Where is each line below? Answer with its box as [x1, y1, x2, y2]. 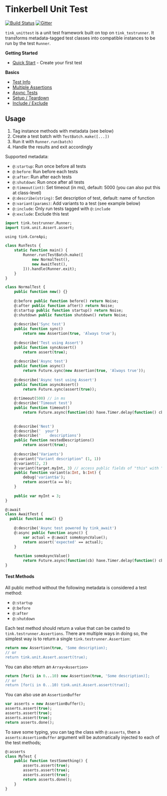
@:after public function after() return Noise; [14, 303, 114, 308]
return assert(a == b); [23, 480, 72, 485]
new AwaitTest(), [31, 262, 68, 266]
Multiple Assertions [12, 84, 52, 90]
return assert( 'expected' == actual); [23, 539, 103, 544]
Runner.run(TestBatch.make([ [23, 253, 83, 258]
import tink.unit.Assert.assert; [5, 225, 75, 230]
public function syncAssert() [14, 345, 77, 350]
